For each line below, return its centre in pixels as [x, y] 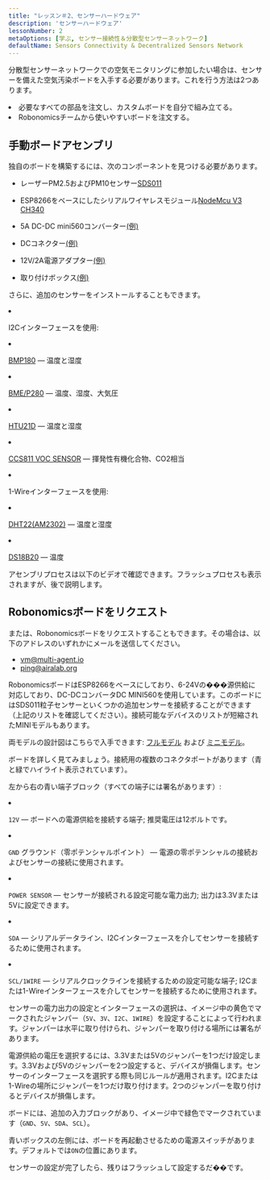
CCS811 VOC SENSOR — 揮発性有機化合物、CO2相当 [97, 458]
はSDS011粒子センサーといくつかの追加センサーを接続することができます [130, 705]
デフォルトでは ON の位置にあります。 [81, 1150]
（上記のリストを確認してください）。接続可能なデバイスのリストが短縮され [133, 714]
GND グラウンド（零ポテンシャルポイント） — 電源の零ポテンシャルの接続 [130, 852]
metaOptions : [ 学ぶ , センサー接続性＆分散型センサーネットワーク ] [108, 38]
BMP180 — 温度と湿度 [45, 360]
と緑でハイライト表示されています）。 [70, 769]
